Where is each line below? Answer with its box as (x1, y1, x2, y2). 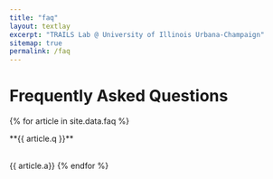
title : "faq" (9, 13, 59, 23)
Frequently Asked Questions (9, 86, 229, 107)
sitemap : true (9, 38, 63, 48)
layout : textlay (9, 22, 71, 31)
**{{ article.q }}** (9, 133, 74, 145)
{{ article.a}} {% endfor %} (9, 160, 109, 172)
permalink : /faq (9, 47, 71, 56)
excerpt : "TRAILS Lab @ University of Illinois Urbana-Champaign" (9, 30, 265, 39)
